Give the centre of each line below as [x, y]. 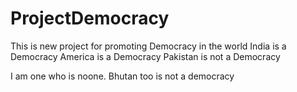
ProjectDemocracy [90, 18]
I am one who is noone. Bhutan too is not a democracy [122, 76]
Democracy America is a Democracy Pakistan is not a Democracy [145, 56]
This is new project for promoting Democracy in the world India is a [148, 46]
